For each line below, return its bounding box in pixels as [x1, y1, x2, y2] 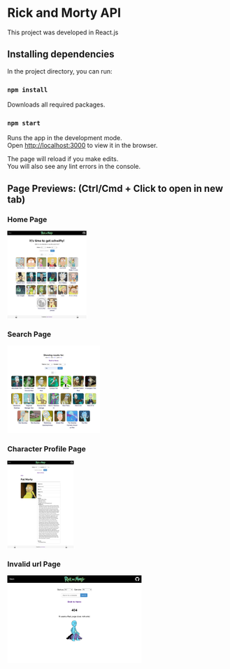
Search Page [7, 329, 52, 339]
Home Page [7, 214, 48, 224]
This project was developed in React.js [7, 28, 119, 36]
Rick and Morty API [7, 5, 121, 21]
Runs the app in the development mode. [7, 134, 122, 142]
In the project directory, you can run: [7, 67, 113, 75]
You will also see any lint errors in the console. [7, 163, 141, 171]
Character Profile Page [7, 444, 86, 454]
